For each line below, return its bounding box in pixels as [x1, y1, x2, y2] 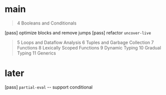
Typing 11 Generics [17, 50, 56, 56]
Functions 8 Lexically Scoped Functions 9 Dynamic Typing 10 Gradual [17, 44, 161, 50]
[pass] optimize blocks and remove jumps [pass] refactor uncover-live [5, 29, 151, 35]
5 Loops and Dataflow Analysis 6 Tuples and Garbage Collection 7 [17, 39, 154, 45]
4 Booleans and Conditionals [17, 20, 77, 26]
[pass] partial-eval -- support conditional [5, 84, 93, 90]
